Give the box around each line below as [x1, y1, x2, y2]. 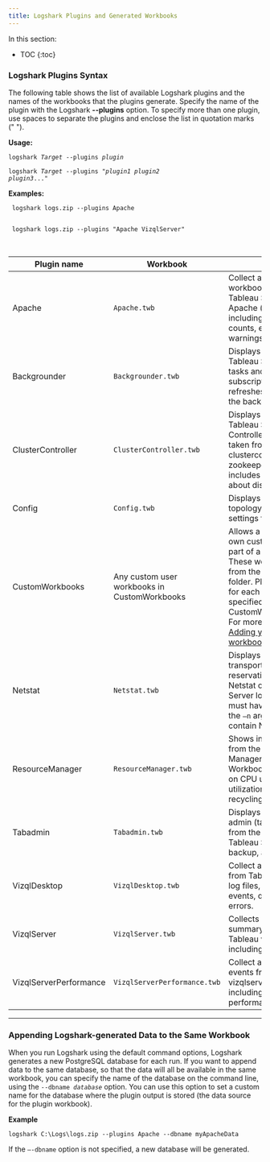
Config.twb [113, 503, 155, 512]
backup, [228, 846, 260, 858]
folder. [228, 576, 253, 587]
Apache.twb [113, 303, 155, 312]
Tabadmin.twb [113, 827, 163, 837]
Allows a [228, 525, 261, 536]
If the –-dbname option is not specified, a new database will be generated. [8, 1144, 250, 1154]
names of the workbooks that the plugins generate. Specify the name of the [8, 96, 260, 105]
